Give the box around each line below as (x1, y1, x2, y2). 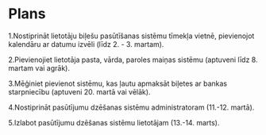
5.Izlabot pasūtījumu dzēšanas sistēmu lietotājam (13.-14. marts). (8, 118, 220, 127)
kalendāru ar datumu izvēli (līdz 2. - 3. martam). (8, 39, 164, 48)
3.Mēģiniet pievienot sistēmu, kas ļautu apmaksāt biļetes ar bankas (8, 79, 228, 88)
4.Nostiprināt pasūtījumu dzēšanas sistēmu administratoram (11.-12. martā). (8, 102, 255, 112)
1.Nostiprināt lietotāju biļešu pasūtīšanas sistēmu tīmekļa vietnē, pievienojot (8, 31, 255, 40)
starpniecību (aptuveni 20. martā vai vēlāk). (8, 87, 151, 96)
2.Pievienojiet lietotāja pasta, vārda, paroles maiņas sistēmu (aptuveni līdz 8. (8, 55, 258, 64)
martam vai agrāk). (8, 63, 70, 72)
